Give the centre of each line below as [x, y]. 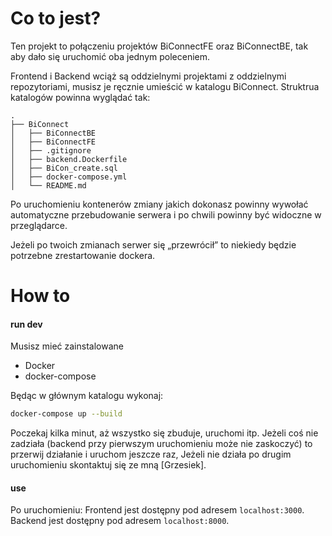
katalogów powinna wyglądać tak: [80, 97]
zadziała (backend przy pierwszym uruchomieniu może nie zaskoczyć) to [161, 444]
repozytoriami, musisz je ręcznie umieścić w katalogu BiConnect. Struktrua [165, 86]
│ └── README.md [48, 185]
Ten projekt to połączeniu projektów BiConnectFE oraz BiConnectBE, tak [159, 46]
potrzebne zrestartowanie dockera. [83, 255]
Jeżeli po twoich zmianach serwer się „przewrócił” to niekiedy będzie [153, 244]
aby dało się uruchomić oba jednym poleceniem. [110, 56]
